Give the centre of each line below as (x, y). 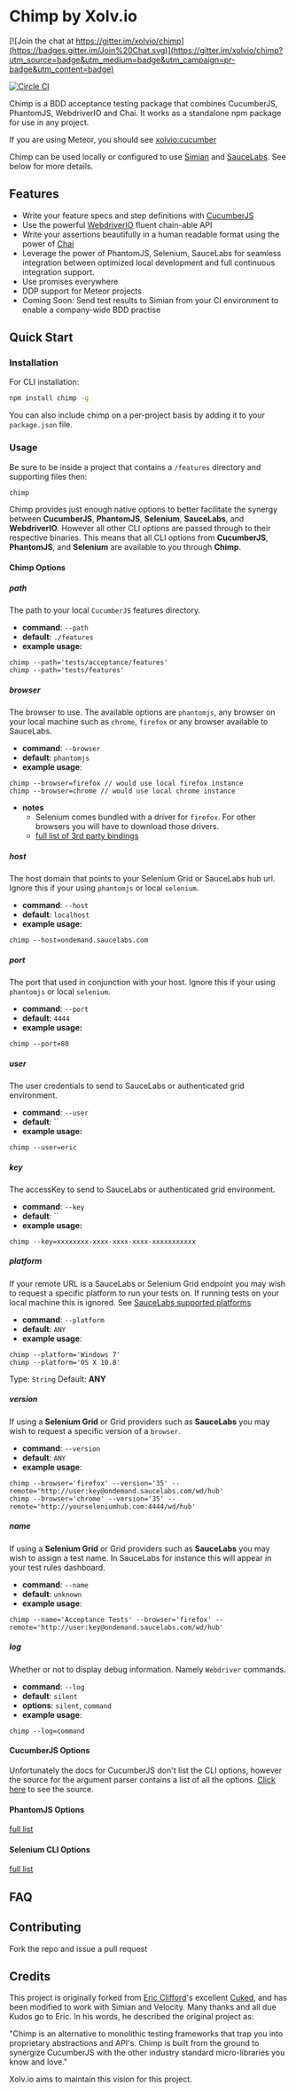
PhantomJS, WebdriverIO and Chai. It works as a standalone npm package (145, 113)
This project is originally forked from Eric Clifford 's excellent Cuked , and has (148, 1998)
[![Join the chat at (42, 41)
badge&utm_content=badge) (62, 69)
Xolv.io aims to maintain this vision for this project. (101, 2079)
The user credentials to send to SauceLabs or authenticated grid (127, 1086)
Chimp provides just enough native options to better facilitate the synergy (144, 510)
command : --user (55, 1112)
